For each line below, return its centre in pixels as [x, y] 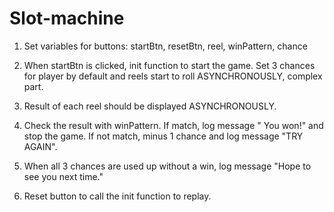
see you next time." [63, 176]
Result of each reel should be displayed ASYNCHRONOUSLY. [150, 106]
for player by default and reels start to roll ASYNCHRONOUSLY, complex [173, 76]
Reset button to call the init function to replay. [117, 196]
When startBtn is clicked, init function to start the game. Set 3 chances [169, 65]
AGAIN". [40, 146]
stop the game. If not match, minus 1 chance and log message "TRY [163, 136]
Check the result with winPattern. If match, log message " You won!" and [173, 125]
